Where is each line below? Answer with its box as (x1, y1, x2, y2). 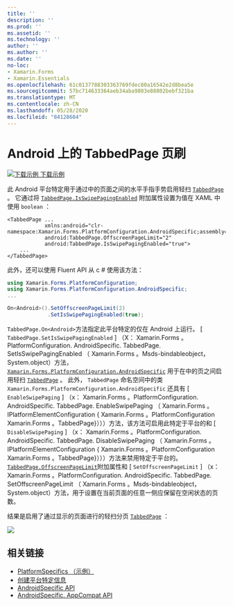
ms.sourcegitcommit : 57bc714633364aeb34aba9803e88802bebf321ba (7, 88, 194, 95)
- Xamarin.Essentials (7, 74, 70, 82)
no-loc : (7, 62, 30, 69)
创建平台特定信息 (17, 575, 67, 584)
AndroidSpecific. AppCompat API (17, 591, 113, 599)
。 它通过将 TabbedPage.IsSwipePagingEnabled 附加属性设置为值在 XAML (7, 193, 213, 202)
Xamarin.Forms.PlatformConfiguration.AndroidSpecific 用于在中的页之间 (7, 366, 216, 375)
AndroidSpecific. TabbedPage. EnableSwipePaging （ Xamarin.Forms (7, 401, 206, 410)
